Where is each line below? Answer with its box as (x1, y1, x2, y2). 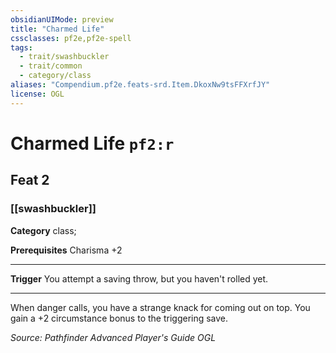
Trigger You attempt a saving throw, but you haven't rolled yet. (10, 272, 269, 285)
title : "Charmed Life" (10, 24, 105, 34)
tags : (10, 42, 33, 53)
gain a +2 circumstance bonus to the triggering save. (10, 312, 229, 324)
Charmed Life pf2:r (10, 132, 175, 155)
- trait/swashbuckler (19, 52, 110, 62)
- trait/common (19, 61, 83, 71)
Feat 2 (10, 172, 50, 189)
